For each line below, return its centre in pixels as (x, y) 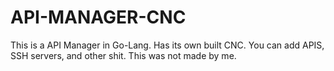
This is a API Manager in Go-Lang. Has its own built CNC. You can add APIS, (167, 45)
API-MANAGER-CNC (98, 17)
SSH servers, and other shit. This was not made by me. (123, 55)
